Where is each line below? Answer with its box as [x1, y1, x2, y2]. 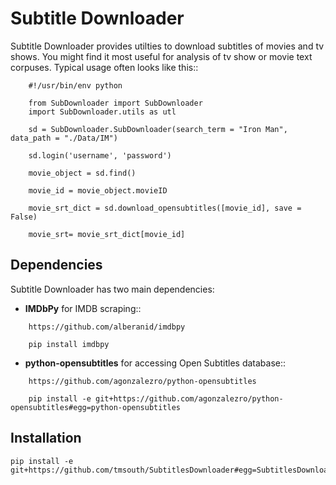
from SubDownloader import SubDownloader [28, 98, 203, 108]
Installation [10, 430, 82, 447]
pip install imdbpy [28, 339, 110, 349]
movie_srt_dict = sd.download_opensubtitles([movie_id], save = [28, 203, 302, 213]
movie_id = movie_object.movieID [28, 185, 168, 196]
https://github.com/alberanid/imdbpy [28, 322, 186, 332]
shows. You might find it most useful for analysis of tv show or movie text [10, 50, 313, 62]
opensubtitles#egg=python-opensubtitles [10, 402, 182, 412]
